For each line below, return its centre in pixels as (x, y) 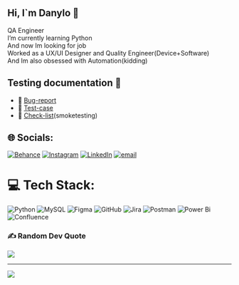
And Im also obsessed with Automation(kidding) (78, 61)
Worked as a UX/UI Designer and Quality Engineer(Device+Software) (108, 53)
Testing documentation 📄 (64, 83)
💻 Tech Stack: (51, 185)
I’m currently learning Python (50, 38)
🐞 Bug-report (37, 100)
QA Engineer (26, 30)
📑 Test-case (35, 108)
